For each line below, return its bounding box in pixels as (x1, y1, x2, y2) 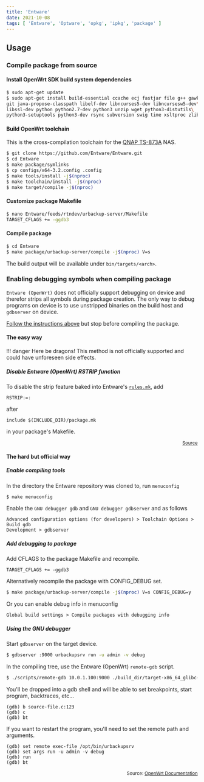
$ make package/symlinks (6, 162, 69, 168)
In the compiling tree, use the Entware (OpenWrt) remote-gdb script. (6, 663, 175, 670)
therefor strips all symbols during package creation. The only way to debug (6, 295, 195, 303)
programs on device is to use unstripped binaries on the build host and (6, 301, 183, 309)
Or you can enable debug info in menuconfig (6, 600, 118, 608)
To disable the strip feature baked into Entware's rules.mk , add (6, 383, 164, 390)
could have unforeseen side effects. (6, 354, 97, 361)
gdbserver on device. (6, 308, 59, 315)
